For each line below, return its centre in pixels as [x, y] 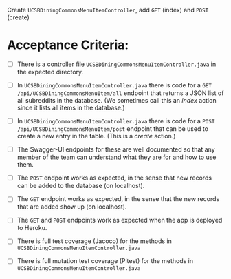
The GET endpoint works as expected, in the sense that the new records [118, 199]
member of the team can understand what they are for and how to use [117, 157]
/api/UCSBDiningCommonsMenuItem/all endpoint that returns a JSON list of [120, 93]
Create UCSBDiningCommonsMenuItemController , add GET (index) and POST [108, 10]
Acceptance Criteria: [68, 45]
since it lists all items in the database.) [71, 108]
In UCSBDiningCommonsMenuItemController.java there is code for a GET [114, 85]
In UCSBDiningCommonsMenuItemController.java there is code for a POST [116, 121]
